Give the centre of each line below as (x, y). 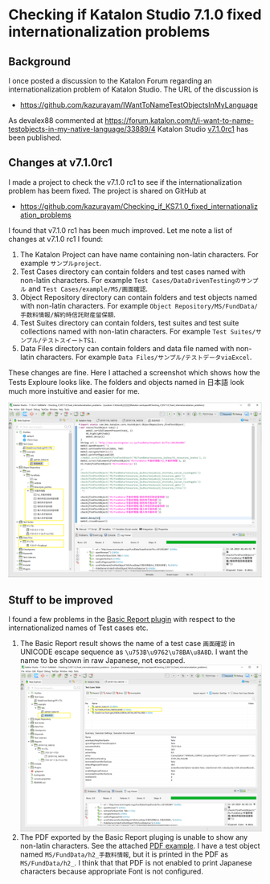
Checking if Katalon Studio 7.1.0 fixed (135, 15)
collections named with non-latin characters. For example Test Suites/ (138, 331)
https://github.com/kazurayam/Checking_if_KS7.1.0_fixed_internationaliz (139, 206)
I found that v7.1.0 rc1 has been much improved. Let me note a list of (121, 230)
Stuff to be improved (61, 600)
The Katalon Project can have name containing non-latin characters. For (139, 254)
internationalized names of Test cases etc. (78, 628)
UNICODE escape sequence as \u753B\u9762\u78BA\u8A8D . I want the (134, 652)
